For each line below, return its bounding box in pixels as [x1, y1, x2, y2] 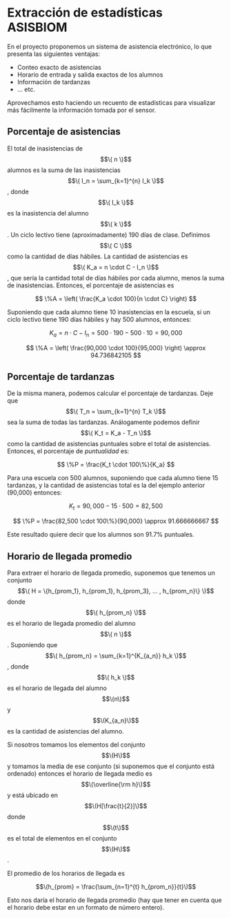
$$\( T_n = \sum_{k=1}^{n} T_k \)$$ [65, 408, 167, 416]
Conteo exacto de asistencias [17, 63, 101, 71]
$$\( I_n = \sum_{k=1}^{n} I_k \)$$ [68, 176, 164, 184]
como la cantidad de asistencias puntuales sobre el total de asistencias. [7, 440, 212, 448]
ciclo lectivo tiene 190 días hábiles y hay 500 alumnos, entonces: [7, 315, 192, 323]
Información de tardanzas [17, 77, 91, 86]
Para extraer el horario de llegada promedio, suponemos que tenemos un [7, 568, 215, 577]
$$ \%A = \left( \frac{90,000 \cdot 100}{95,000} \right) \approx [26, 343, 206, 352]
